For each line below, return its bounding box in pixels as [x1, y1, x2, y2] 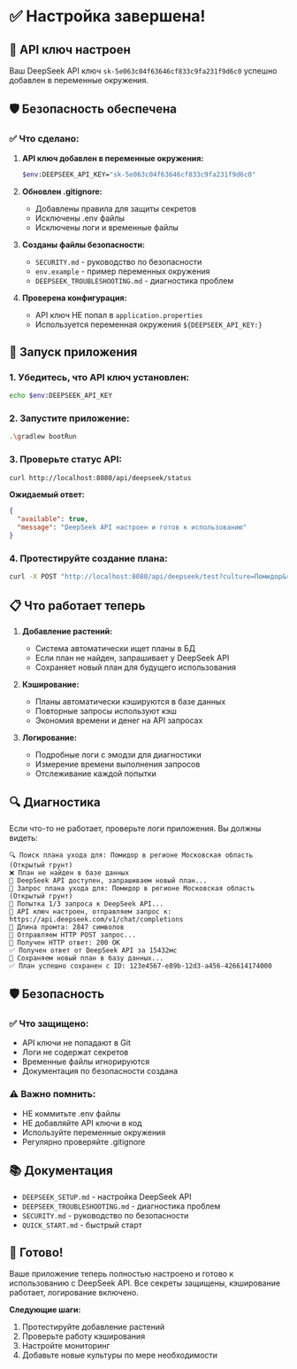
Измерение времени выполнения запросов [34, 758, 201, 769]
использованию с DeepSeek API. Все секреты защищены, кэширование [9, 1278, 281, 1288]
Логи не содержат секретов [21, 1047, 129, 1058]
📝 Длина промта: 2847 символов [9, 922, 125, 931]
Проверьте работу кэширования [21, 1331, 146, 1342]
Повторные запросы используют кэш [34, 705, 177, 716]
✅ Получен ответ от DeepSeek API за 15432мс [9, 945, 178, 954]
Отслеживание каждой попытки [34, 768, 157, 779]
